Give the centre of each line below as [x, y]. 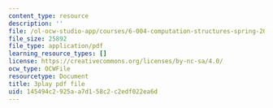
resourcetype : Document [49, 76]
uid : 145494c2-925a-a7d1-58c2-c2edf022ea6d [83, 91]
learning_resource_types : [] [58, 54]
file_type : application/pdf [56, 46]
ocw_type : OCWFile [39, 69]
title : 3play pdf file [47, 84]
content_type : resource [49, 16]
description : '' [36, 24]
